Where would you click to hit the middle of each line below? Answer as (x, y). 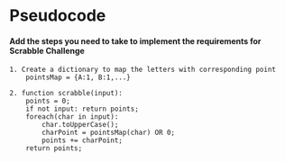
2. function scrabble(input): (66, 94)
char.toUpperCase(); (80, 125)
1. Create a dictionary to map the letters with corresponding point (143, 70)
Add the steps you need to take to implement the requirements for (135, 40)
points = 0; (48, 101)
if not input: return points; (83, 109)
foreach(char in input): (72, 117)
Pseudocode (58, 16)
